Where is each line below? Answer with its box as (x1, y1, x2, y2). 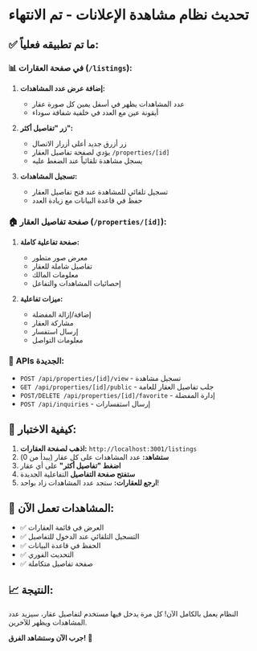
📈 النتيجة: (8, 583, 54, 597)
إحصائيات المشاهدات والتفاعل (31, 279, 122, 289)
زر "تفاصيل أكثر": (19, 123, 74, 133)
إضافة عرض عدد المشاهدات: (19, 83, 106, 93)
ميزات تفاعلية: (19, 294, 63, 304)
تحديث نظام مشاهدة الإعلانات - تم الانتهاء (8, 6, 249, 24)
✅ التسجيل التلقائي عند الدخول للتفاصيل (19, 532, 140, 542)
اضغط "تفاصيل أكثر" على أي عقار (19, 461, 121, 471)
